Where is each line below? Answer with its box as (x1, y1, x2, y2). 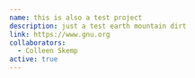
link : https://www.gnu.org (9, 30, 111, 39)
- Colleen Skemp (17, 47, 78, 56)
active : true (9, 55, 58, 64)
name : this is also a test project (9, 13, 143, 22)
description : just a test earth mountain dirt (9, 22, 187, 30)
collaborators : (9, 38, 66, 48)
